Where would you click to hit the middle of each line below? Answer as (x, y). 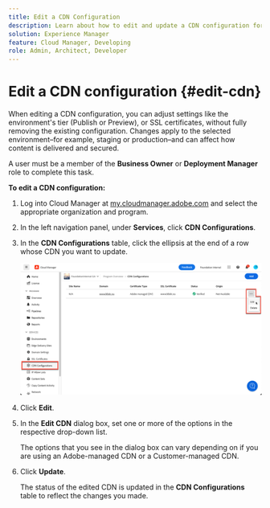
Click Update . (43, 472)
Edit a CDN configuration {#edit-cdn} (135, 92)
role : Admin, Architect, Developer (68, 51)
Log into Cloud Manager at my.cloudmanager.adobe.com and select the (139, 203)
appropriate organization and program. (84, 212)
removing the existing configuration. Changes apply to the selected (120, 131)
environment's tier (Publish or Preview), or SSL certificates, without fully (128, 123)
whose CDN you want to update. (74, 252)
